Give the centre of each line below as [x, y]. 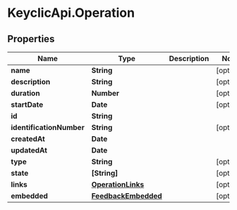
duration [25, 93]
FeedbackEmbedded [127, 196]
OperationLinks [118, 184]
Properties [31, 39]
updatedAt [29, 150]
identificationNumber [48, 127]
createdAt [28, 139]
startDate [27, 105]
